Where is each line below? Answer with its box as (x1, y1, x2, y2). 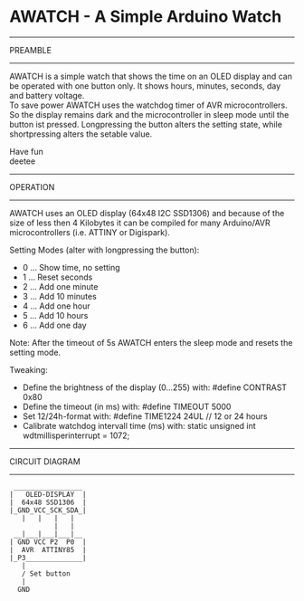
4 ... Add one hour (22, 300, 90, 311)
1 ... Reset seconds (22, 272, 93, 282)
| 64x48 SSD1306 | (9, 498, 88, 507)
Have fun (9, 146, 43, 157)
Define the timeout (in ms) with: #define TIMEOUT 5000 (22, 401, 232, 412)
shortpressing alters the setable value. (9, 129, 153, 139)
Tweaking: (9, 364, 48, 375)
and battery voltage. (9, 90, 85, 100)
